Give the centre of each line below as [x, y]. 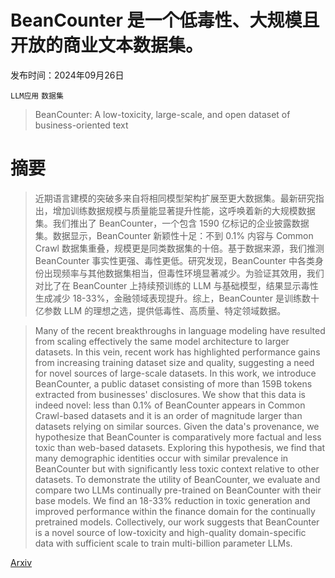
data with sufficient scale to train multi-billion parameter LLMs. [163, 543]
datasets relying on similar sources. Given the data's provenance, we [177, 426]
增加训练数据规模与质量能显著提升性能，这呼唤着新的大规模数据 [184, 210]
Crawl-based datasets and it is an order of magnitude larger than [168, 415]
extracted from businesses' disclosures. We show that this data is [170, 394]
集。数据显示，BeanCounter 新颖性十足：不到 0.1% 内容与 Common [174, 235]
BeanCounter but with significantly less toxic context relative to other [177, 468]
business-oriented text [81, 125]
